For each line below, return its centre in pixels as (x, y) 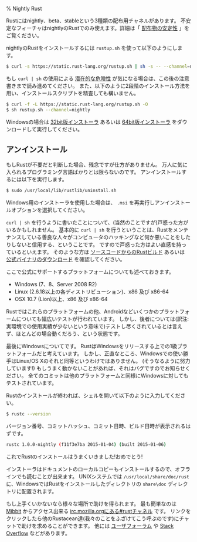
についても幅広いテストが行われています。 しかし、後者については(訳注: (103, 319)
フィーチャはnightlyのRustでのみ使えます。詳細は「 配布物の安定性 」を (103, 28)
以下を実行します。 (44, 180)
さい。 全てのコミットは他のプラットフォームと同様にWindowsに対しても (100, 376)
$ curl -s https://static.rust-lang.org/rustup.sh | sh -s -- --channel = (98, 67)
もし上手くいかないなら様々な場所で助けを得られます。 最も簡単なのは (91, 504)
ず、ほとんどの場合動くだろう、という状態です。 (64, 334)
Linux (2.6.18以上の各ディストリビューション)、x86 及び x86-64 (91, 292)
